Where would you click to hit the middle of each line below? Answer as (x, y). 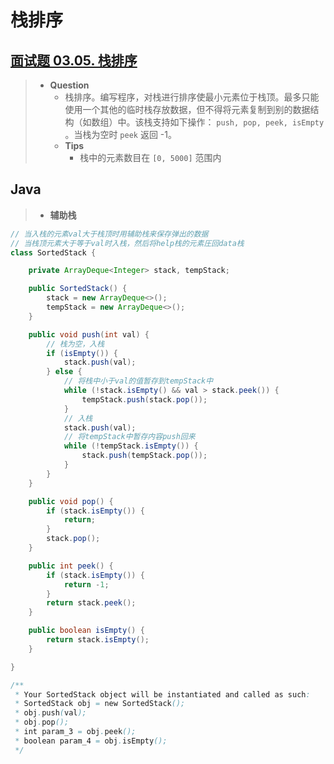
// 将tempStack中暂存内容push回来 (129, 437)
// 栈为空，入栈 (75, 344)
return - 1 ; (86, 584)
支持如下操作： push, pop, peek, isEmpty (238, 122)
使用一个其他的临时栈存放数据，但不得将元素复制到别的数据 (187, 109)
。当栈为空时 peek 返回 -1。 (120, 134)
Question (69, 85)
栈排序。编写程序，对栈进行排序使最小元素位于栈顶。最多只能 (192, 97)
